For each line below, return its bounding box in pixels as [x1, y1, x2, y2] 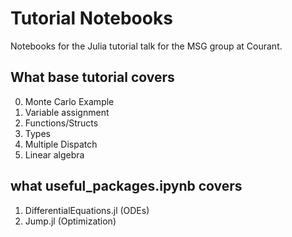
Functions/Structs [24, 117, 99, 129]
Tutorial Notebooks [10, 7, 173, 30]
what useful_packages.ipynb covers [10, 178, 243, 195]
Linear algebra [24, 148, 85, 161]
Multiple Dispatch [24, 138, 98, 150]
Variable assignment [24, 106, 110, 118]
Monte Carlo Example [24, 95, 115, 107]
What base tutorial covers [10, 69, 175, 86]
